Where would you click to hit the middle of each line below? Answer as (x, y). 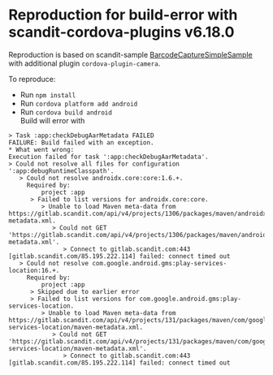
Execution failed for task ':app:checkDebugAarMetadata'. (108, 157)
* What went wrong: (41, 149)
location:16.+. (34, 270)
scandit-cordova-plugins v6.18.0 (121, 32)
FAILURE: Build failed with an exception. (81, 142)
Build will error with (52, 120)
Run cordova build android (66, 112)
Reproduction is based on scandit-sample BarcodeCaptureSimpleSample (131, 54)
